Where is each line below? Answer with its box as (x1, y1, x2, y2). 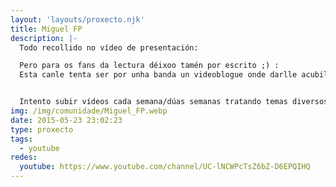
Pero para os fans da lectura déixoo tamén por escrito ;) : (19, 61, 280, 71)
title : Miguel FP (10, 24, 83, 34)
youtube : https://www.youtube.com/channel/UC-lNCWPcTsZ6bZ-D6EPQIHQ (19, 162, 311, 172)
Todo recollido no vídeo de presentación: (19, 42, 199, 53)
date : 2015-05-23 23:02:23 (10, 115, 123, 125)
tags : (10, 134, 33, 144)
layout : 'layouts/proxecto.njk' (10, 14, 145, 25)
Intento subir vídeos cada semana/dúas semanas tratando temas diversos (19, 97, 329, 107)
